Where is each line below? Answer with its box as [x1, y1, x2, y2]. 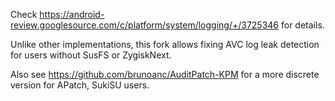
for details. [280, 19, 325, 31]
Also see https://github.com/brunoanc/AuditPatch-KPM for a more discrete [10, 69, 320, 80]
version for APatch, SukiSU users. [10, 79, 150, 91]
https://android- [39, 9, 105, 20]
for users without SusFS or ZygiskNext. [10, 49, 172, 61]
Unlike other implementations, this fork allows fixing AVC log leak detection [10, 39, 320, 50]
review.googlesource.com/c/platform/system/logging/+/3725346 [10, 19, 280, 31]
